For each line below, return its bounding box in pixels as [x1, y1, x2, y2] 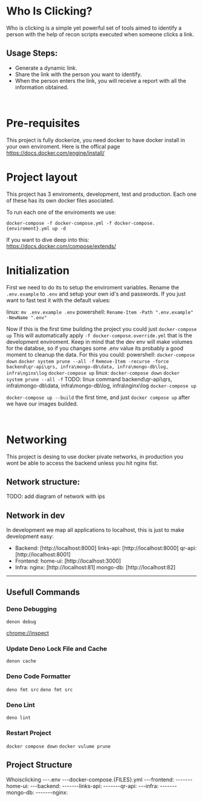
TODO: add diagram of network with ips [6, 493, 106, 500]
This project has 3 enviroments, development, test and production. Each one [6, 190, 197, 198]
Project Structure [6, 760, 72, 770]
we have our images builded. [6, 400, 79, 407]
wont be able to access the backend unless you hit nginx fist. [6, 459, 159, 467]
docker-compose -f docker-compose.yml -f [6, 220, 112, 226]
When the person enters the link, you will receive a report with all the [14, 77, 186, 84]
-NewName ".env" [6, 314, 47, 321]
